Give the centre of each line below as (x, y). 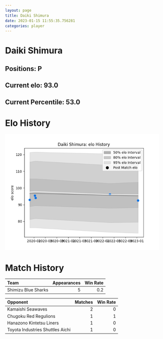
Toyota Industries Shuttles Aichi (39, 330)
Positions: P (24, 69)
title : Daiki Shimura (27, 15)
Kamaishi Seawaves (27, 309)
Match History (35, 268)
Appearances (66, 283)
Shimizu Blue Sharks (28, 290)
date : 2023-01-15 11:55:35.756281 (40, 21)
